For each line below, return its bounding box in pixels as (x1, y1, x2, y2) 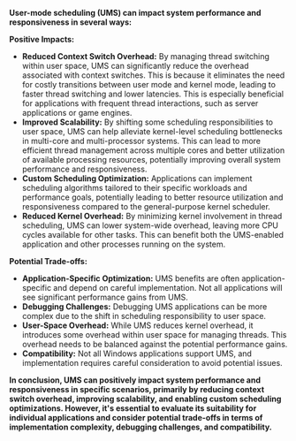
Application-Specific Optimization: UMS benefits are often (21, 273, 240, 284)
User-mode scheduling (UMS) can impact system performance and (9, 8, 262, 18)
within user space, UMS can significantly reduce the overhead (21, 61, 249, 71)
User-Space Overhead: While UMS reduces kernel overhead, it (21, 320, 254, 331)
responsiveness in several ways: (9, 17, 133, 27)
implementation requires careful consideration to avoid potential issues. (21, 358, 283, 368)
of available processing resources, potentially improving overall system (21, 155, 281, 164)
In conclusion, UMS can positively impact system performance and (9, 375, 262, 385)
